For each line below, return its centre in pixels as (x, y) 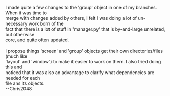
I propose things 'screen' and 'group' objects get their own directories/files (84, 51)
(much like (16, 56)
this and (14, 67)
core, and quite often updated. (37, 40)
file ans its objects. (25, 83)
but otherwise (20, 34)
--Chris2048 (19, 89)
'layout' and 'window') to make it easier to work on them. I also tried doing (83, 62)
